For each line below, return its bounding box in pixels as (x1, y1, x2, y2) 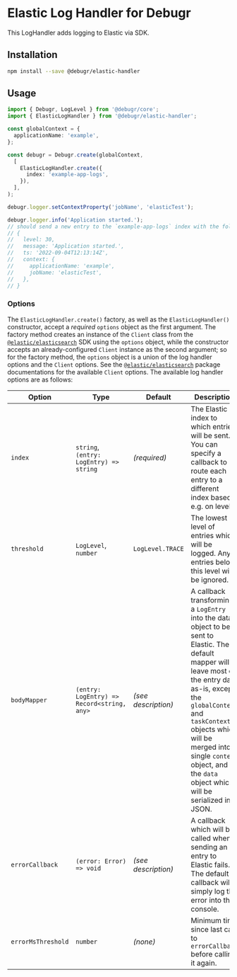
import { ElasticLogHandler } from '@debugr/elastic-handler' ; (7, 113, 197, 120)
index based (190, 492, 231, 502)
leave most (190, 665, 227, 675)
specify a (190, 448, 221, 458)
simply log (190, 886, 225, 896)
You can (190, 439, 218, 449)
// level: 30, (7, 236, 55, 244)
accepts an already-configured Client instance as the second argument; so (7, 345, 227, 353)
